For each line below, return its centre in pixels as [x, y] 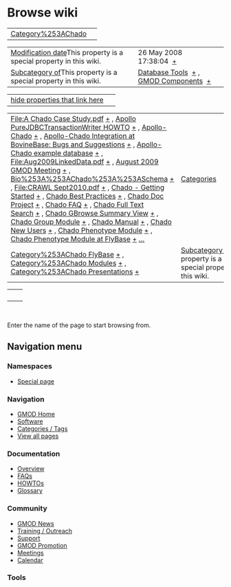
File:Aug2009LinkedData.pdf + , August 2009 [85, 162]
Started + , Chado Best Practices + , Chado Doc [87, 196]
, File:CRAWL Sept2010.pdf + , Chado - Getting [88, 187]
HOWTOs [31, 483]
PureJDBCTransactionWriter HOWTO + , [75, 127]
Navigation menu [45, 347]
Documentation [34, 454]
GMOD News [35, 523]
